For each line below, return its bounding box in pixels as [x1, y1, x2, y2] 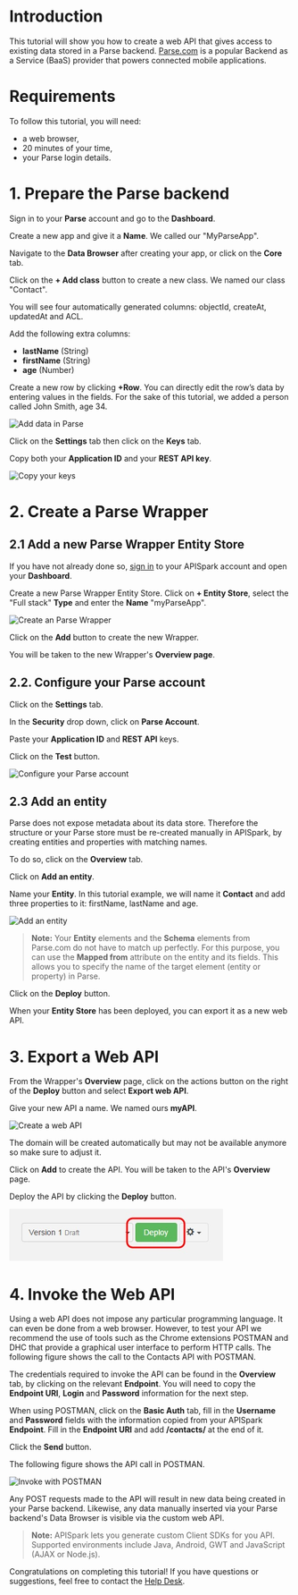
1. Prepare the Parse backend [9, 183, 230, 204]
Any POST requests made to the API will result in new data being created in [9, 1494, 286, 1505]
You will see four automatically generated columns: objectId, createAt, [9, 301, 267, 312]
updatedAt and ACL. [9, 310, 84, 321]
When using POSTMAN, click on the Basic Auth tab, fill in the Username [9, 1405, 277, 1416]
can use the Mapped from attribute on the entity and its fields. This [30, 952, 279, 963]
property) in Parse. [30, 971, 101, 981]
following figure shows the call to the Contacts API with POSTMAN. [9, 1352, 256, 1362]
